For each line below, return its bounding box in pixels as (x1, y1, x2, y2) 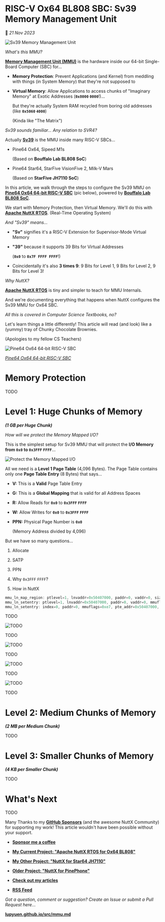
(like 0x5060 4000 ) (12, 108, 47, 114)
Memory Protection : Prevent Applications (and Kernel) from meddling (12, 73, 154, 79)
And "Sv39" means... (5, 219, 48, 225)
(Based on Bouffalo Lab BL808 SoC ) (12, 156, 87, 162)
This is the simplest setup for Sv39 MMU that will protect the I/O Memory (5, 441, 154, 447)
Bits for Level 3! (12, 268, 44, 274)
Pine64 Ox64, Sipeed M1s (12, 146, 65, 152)
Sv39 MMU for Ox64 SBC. (5, 302, 58, 308)
